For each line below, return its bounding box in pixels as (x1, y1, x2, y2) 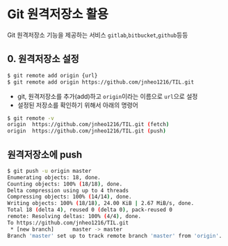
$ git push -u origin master (7, 167, 92, 174)
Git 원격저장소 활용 (7, 6, 109, 22)
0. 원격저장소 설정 (7, 53, 80, 65)
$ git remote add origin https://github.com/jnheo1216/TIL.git (7, 78, 195, 86)
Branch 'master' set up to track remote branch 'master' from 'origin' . (7, 232, 222, 239)
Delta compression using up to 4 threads (7, 187, 129, 194)
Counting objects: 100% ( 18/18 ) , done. (7, 180, 123, 187)
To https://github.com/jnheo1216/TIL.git (7, 219, 129, 226)
